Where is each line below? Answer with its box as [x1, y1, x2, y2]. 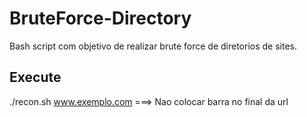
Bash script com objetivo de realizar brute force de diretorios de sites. [9, 40, 298, 52]
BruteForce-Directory [9, 7, 192, 30]
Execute [9, 69, 62, 86]
